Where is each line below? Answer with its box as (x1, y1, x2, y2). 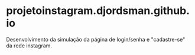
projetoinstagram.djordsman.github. (6, 4, 190, 18)
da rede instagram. (6, 42, 52, 49)
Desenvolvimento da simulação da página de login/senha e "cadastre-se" (6, 36, 186, 43)
